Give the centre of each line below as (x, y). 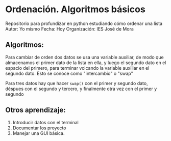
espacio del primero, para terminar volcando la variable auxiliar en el (77, 68)
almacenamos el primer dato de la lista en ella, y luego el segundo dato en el (86, 63)
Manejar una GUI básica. (39, 133)
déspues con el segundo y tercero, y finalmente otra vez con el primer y (81, 89)
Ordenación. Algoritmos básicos (75, 9)
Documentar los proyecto (39, 128)
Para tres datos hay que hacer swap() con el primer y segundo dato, (77, 83)
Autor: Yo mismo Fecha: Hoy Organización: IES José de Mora (70, 29)
